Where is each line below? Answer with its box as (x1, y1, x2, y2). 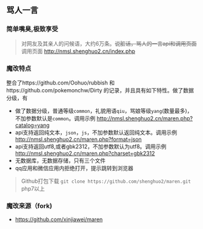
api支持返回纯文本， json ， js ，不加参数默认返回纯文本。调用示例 (15, 129, 178, 136)
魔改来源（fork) (6, 202, 53, 210)
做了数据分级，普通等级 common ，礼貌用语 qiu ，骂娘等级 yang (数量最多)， (15, 107, 193, 114)
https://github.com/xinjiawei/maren (15, 216, 103, 223)
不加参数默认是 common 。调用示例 (15, 114, 96, 122)
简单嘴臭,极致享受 (6, 25, 59, 33)
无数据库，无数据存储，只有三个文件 (15, 157, 106, 164)
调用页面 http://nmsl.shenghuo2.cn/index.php (21, 47, 135, 55)
